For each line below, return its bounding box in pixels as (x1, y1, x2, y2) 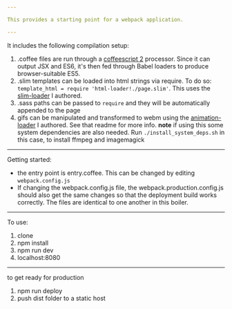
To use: (7, 218, 29, 226)
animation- (191, 113, 222, 122)
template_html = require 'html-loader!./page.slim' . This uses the (17, 84, 211, 92)
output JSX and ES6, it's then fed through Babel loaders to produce (17, 62, 209, 70)
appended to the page (17, 106, 81, 114)
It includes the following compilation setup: (7, 41, 130, 49)
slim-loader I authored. (17, 91, 83, 100)
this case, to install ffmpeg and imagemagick (17, 135, 145, 144)
